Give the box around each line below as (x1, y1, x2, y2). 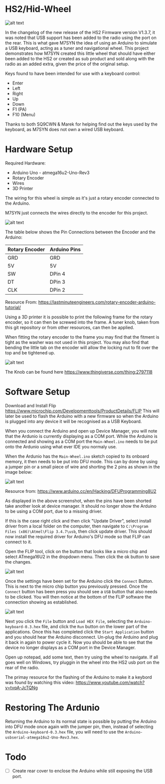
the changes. (5, 559, 32, 565)
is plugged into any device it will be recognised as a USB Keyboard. (5, 418, 142, 424)
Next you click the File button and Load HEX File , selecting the (5, 618, 134, 624)
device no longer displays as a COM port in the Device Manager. (5, 644, 136, 651)
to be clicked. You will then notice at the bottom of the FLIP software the (5, 594, 152, 600)
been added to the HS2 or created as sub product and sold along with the (5, 55, 155, 61)
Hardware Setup (5, 144, 73, 155)
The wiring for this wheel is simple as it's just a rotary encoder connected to (5, 195, 160, 201)
